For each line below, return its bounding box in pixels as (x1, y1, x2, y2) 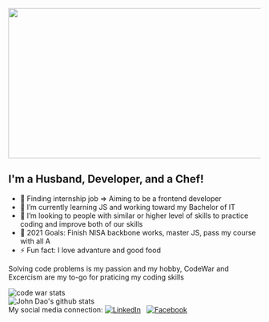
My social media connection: (8, 304, 103, 314)
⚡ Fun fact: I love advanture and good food (19, 245, 162, 255)
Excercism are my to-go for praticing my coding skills (8, 272, 184, 282)
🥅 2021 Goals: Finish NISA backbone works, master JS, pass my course (19, 227, 256, 237)
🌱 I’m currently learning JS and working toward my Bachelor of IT (19, 202, 236, 211)
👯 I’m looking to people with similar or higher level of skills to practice (19, 211, 249, 220)
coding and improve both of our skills (19, 219, 143, 228)
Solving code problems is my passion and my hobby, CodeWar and (8, 264, 230, 273)
